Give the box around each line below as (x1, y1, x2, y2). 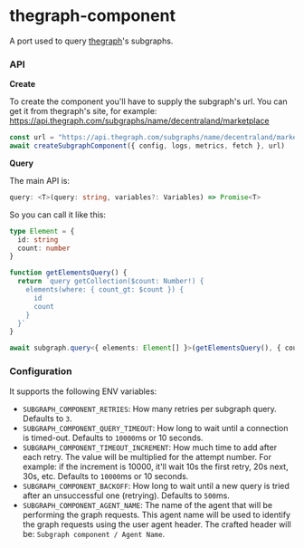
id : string (17, 235, 59, 245)
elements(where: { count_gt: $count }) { (25, 285, 184, 294)
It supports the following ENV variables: (9, 386, 157, 397)
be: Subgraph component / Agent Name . (22, 528, 166, 539)
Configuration (9, 365, 72, 378)
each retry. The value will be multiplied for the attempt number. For (22, 451, 271, 462)
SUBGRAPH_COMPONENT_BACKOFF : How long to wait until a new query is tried (22, 480, 290, 491)
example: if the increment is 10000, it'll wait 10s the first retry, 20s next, (22, 461, 289, 472)
